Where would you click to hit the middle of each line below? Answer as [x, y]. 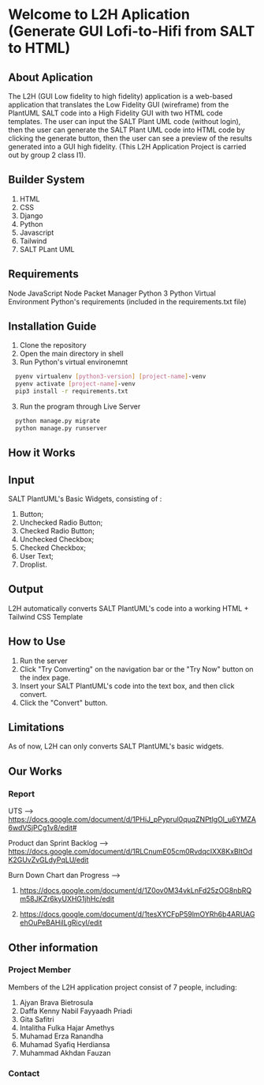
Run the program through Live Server [80, 407]
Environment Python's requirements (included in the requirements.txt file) [127, 301]
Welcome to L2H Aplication [99, 15]
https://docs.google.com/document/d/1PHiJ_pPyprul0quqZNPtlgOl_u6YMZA [132, 819]
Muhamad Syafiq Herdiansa [65, 1044]
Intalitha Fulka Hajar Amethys [67, 1027]
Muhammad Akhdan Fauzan [65, 1053]
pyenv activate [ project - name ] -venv [75, 384]
